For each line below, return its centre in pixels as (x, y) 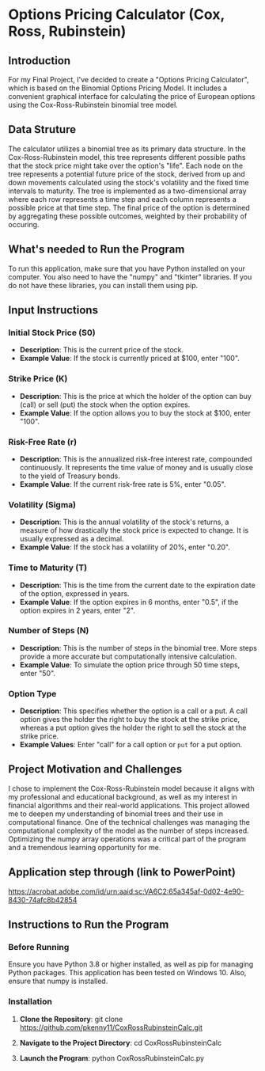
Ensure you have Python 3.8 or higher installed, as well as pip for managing (131, 964)
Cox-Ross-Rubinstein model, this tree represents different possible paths (127, 157)
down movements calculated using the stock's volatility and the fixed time (129, 182)
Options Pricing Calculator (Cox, (117, 15)
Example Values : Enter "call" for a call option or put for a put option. (131, 745)
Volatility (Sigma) (42, 504)
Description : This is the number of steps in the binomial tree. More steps (138, 648)
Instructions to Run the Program (89, 925)
